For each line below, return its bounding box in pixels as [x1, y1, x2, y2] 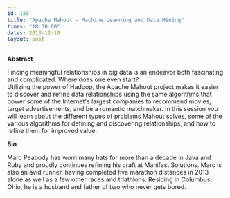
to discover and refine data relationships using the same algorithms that [7, 90, 213, 99]
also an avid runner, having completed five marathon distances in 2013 [7, 168, 209, 177]
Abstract [7, 55, 33, 63]
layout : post [7, 36, 45, 43]
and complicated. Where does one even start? [7, 75, 139, 83]
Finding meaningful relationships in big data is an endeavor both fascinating [7, 68, 224, 77]
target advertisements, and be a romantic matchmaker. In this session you [7, 105, 218, 113]
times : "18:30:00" [7, 23, 60, 30]
